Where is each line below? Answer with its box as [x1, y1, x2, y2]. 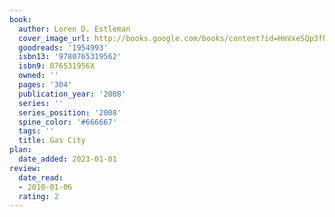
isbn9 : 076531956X [18, 61, 96, 71]
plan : [9, 145, 32, 155]
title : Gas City [18, 136, 86, 146]
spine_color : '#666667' [18, 117, 117, 127]
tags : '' [18, 126, 55, 136]
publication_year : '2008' [18, 89, 127, 99]
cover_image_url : [18, 33, 91, 43]
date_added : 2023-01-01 [18, 154, 117, 164]
